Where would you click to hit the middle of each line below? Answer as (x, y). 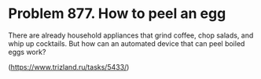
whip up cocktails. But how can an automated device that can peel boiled (127, 43)
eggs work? (27, 52)
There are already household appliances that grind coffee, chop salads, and (131, 35)
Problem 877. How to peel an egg (117, 14)
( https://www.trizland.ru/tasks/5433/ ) (69, 66)
